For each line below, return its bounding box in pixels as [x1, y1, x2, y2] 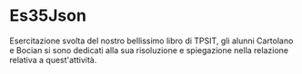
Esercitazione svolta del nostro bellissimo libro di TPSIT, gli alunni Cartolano [9, 35, 294, 46]
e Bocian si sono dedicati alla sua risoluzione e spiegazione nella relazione [9, 44, 289, 55]
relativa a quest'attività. [9, 54, 97, 65]
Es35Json [9, 5, 86, 26]
